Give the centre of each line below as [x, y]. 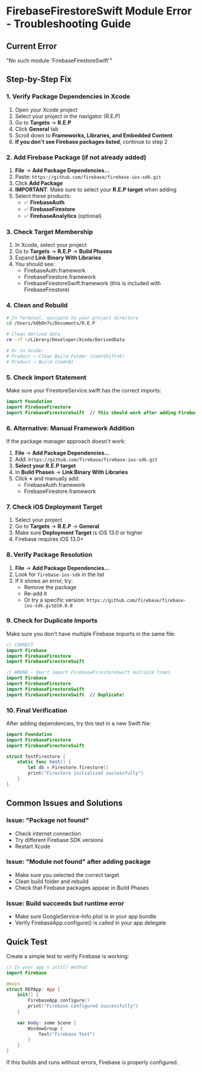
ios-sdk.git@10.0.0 [48, 606]
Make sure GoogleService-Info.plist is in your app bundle [85, 917]
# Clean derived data [33, 334]
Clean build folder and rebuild [52, 881]
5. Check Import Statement [47, 377]
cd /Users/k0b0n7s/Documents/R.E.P [51, 323]
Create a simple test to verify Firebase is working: [68, 956]
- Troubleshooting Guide [69, 24]
